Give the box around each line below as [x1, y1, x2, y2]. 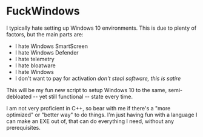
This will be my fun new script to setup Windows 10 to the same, [6, 86, 167, 93]
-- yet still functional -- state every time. [33, 93, 133, 100]
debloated [6, 93, 32, 100]
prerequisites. [6, 124, 41, 131]
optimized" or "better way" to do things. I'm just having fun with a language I [6, 111, 198, 118]
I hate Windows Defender [15, 48, 79, 56]
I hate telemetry [15, 55, 55, 62]
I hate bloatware [15, 62, 56, 69]
